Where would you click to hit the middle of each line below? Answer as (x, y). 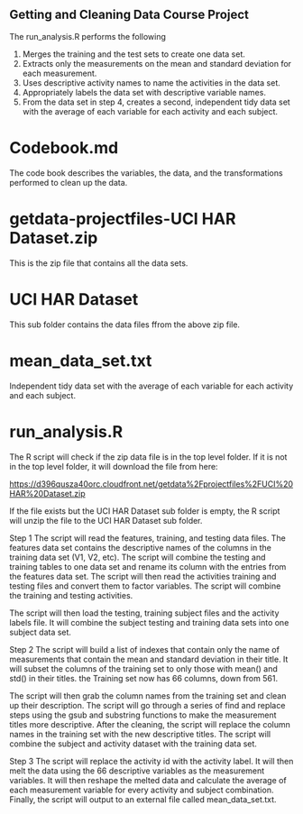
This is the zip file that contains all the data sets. (99, 263)
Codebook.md (64, 148)
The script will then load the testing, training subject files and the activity (144, 613)
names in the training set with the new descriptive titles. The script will (140, 734)
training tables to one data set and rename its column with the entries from (148, 566)
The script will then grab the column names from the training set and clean (148, 695)
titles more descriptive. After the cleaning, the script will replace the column (150, 724)
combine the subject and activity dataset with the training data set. (133, 744)
